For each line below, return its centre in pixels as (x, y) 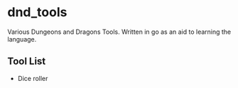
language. (22, 39)
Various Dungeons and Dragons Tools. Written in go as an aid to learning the (119, 32)
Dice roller (33, 78)
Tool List (27, 62)
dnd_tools (37, 12)
